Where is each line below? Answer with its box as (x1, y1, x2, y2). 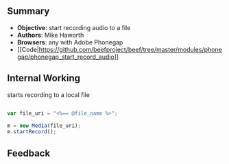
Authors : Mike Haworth (16, 31, 84, 39)
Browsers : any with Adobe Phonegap (16, 38, 123, 46)
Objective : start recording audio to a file (16, 23, 131, 31)
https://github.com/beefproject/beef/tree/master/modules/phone (38, 45, 223, 53)
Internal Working (7, 72, 81, 84)
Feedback (7, 147, 51, 159)
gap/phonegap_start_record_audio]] (16, 53, 119, 61)
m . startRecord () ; (7, 128, 57, 135)
